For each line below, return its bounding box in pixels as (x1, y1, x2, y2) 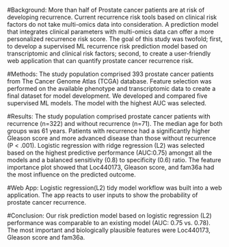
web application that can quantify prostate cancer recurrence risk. (7, 57, 194, 64)
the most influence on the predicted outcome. (7, 170, 136, 179)
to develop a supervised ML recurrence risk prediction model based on (7, 42, 207, 50)
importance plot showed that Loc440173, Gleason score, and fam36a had (7, 164, 215, 171)
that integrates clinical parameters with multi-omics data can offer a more (7, 27, 214, 36)
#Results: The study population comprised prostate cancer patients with (7, 112, 211, 120)
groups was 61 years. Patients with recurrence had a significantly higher (7, 127, 211, 135)
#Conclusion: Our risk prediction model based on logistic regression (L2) (7, 211, 212, 220)
